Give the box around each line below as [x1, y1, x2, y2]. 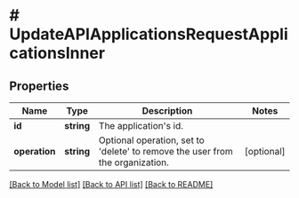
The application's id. [98, 120, 184, 131]
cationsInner [9, 44, 105, 63]
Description [141, 105, 193, 116]
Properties [9, 78, 69, 93]
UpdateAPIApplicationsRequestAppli [9, 24, 288, 44]
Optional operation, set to [98, 134, 205, 147]
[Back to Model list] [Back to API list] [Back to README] [9, 179, 214, 189]
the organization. [98, 156, 169, 169]
